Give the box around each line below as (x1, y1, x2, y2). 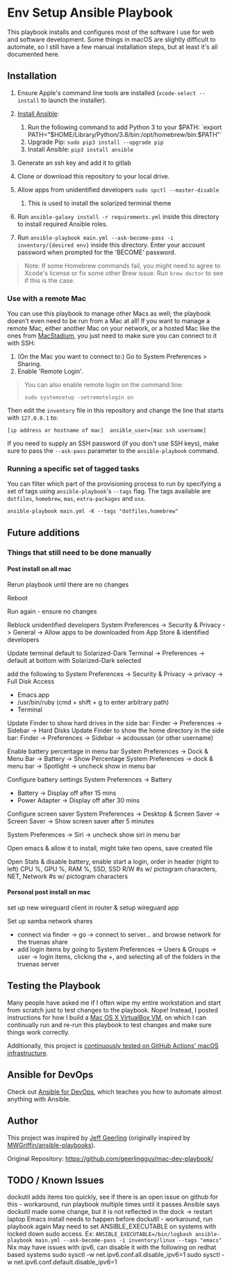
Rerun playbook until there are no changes (7, 580, 129, 589)
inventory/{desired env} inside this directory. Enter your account (17, 240, 206, 249)
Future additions (7, 527, 80, 539)
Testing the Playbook (7, 980, 101, 992)
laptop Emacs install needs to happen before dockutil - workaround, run (7, 1215, 213, 1224)
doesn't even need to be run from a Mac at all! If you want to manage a (7, 317, 210, 325)
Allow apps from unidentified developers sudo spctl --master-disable (17, 186, 219, 194)
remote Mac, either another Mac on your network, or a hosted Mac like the (7, 325, 221, 333)
